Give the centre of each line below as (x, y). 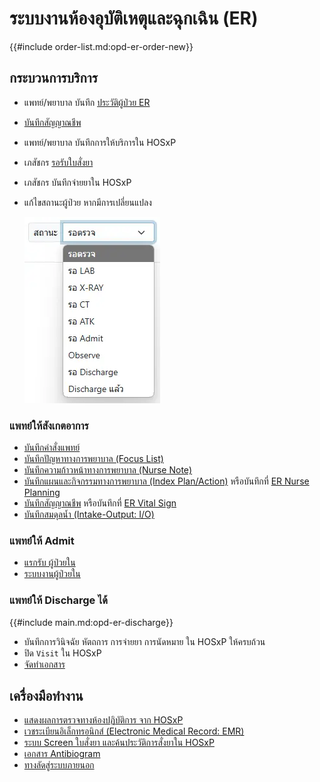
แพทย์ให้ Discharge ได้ (58, 600)
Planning (42, 493)
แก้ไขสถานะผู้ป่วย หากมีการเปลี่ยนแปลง (87, 202)
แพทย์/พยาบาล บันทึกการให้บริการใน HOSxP (100, 142)
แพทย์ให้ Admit (42, 540)
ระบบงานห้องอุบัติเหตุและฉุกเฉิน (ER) (134, 18)
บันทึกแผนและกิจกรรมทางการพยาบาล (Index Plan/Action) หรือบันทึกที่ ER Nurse (166, 481)
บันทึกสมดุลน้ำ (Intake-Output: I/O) (89, 514)
